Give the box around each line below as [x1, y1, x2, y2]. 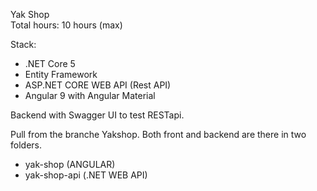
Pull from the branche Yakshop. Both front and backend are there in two [10, 129, 307, 140]
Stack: [10, 39, 37, 50]
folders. [10, 139, 42, 151]
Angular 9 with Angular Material [24, 90, 156, 101]
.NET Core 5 [24, 58, 76, 69]
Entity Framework [24, 69, 98, 80]
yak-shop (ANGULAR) [24, 159, 116, 170]
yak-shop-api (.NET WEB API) [24, 169, 148, 181]
